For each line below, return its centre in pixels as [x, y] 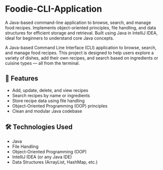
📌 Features [22, 78]
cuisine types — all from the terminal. [43, 63]
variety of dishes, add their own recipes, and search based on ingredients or [81, 58]
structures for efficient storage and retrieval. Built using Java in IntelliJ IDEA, [81, 33]
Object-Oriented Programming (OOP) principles [60, 106]
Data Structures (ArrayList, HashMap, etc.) [55, 162]
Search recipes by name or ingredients [51, 95]
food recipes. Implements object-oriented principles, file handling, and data [81, 27]
